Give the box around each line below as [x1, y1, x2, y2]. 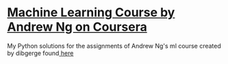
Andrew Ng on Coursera [7, 19, 147, 35]
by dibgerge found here [7, 49, 74, 57]
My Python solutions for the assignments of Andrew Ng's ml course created [7, 42, 221, 50]
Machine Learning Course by [7, 5, 175, 20]
